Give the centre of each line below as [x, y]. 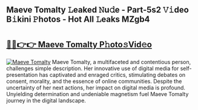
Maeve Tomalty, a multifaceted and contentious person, [121, 62]
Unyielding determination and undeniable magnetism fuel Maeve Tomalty [97, 94]
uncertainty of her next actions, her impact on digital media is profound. [96, 88]
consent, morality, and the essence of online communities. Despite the [94, 81]
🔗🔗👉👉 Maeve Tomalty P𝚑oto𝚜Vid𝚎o [79, 44]
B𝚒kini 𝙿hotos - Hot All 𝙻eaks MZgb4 [78, 20]
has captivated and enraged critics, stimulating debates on [112, 75]
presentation [22, 75]
